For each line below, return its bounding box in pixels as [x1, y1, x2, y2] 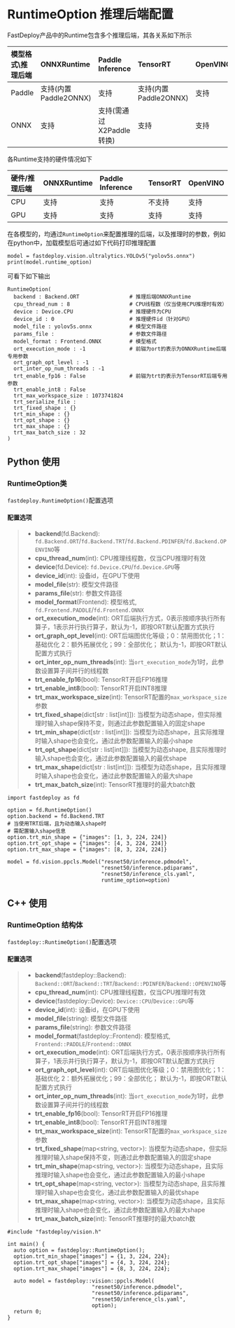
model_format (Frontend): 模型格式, [34, 597, 137, 606]
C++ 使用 [7, 898, 48, 910]
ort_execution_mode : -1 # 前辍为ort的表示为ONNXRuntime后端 [13, 345, 227, 352]
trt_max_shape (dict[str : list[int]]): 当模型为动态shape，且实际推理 [34, 762, 226, 771]
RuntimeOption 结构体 [7, 920, 83, 930]
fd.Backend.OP [185, 538, 227, 545]
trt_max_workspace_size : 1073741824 [13, 392, 124, 399]
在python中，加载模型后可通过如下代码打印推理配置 [7, 238, 156, 247]
